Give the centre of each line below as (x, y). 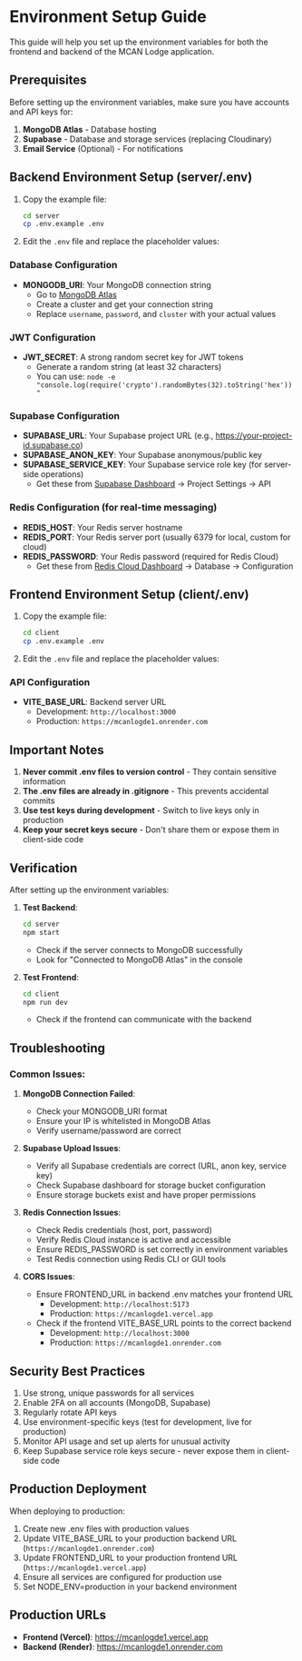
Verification (44, 868)
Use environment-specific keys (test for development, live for (137, 1422)
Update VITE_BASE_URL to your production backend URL (130, 1538)
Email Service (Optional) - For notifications (103, 148)
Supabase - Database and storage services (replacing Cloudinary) (147, 139)
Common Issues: (48, 1074)
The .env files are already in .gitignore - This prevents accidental (146, 791)
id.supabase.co (51, 445)
